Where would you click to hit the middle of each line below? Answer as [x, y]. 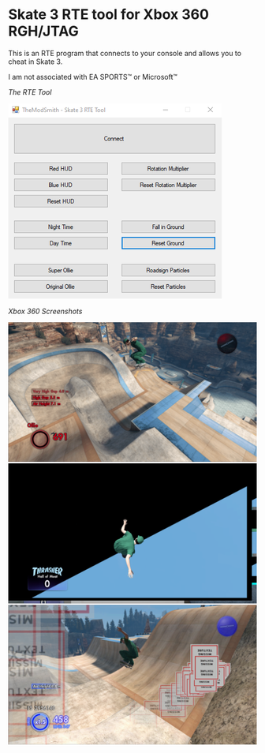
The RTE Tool [30, 92]
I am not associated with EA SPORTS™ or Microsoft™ [93, 77]
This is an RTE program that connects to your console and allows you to [125, 53]
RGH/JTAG [43, 31]
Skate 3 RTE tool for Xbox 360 [108, 15]
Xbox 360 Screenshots [45, 311]
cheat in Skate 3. [35, 62]
